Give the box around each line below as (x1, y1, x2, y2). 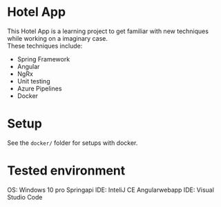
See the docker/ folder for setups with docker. (7, 139, 138, 147)
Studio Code (7, 193, 43, 201)
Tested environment (7, 163, 126, 179)
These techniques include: (7, 41, 83, 50)
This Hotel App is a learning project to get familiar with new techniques (7, 27, 209, 35)
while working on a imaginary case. (7, 34, 108, 42)
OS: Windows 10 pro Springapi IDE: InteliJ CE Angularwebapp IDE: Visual (7, 186, 214, 194)
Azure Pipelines (17, 84, 62, 92)
